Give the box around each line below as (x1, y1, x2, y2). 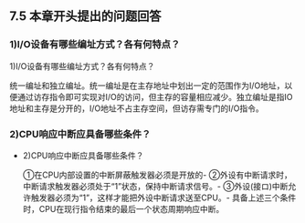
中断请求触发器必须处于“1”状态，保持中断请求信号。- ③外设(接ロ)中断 (22, 180, 289, 191)
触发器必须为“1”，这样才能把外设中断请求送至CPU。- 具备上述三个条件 (30, 192, 297, 203)
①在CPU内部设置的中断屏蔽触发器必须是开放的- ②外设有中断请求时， (22, 169, 292, 180)
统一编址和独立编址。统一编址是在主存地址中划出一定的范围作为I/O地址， (9, 80, 285, 91)
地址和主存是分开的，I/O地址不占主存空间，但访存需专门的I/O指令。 (9, 103, 265, 114)
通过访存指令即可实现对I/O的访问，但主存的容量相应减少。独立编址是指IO (16, 91, 293, 102)
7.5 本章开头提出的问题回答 (9, 8, 162, 25)
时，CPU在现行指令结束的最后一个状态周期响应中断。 (22, 203, 225, 214)
